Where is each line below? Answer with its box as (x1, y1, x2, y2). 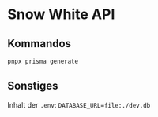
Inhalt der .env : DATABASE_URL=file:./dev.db (7, 100, 151, 109)
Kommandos (7, 37, 72, 50)
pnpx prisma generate (7, 57, 79, 65)
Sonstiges (7, 79, 58, 93)
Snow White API (7, 5, 115, 24)
